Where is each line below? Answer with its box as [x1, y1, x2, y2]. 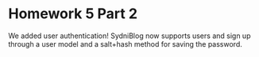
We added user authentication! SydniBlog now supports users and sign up [8, 31, 251, 40]
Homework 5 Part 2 [8, 5, 137, 23]
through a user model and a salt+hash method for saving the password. [8, 39, 242, 48]
